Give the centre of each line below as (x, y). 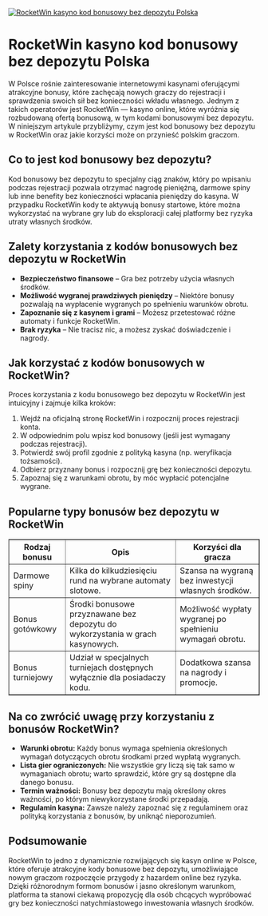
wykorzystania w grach (113, 634)
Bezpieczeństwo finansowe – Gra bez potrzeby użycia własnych (127, 278)
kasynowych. (94, 644)
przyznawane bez (103, 614)
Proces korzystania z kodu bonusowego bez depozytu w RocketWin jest (127, 395)
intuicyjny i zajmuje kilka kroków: (62, 403)
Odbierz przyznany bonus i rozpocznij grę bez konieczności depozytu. (136, 470)
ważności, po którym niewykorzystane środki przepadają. (114, 799)
